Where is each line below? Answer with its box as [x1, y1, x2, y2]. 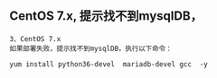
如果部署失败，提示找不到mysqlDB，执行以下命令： [9, 44, 173, 53]
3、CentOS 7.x [9, 34, 61, 43]
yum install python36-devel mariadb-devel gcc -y [9, 59, 208, 69]
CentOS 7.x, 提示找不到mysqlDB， [9, 8, 203, 24]
